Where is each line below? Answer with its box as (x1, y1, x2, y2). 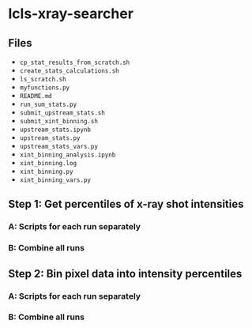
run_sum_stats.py (19, 100, 77, 108)
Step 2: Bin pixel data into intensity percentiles (8, 266, 243, 281)
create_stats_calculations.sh (19, 67, 120, 75)
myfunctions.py (19, 84, 70, 92)
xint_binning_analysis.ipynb (19, 151, 116, 159)
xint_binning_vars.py (19, 176, 91, 184)
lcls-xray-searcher (8, 5, 134, 23)
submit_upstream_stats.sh (19, 109, 105, 117)
